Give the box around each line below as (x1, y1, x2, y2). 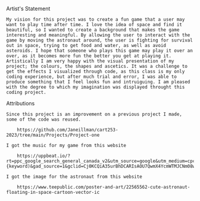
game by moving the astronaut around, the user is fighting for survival (6, 37, 193, 43)
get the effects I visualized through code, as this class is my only (6, 68, 185, 74)
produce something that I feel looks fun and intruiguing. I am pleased (6, 79, 190, 85)
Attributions (6, 100, 35, 106)
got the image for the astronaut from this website (11, 174, 143, 180)
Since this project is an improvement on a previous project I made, (6, 111, 183, 117)
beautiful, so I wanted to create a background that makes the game (6, 27, 180, 33)
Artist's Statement (6, 5, 51, 12)
